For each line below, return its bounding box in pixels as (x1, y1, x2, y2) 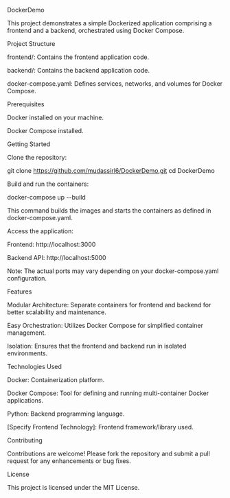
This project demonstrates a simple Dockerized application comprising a (7, 19, 212, 27)
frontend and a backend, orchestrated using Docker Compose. (7, 27, 185, 34)
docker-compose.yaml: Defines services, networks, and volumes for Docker (7, 80, 223, 88)
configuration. (7, 274, 47, 282)
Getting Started (7, 140, 51, 148)
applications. (7, 396, 43, 404)
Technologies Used (7, 363, 62, 370)
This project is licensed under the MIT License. (7, 484, 140, 491)
